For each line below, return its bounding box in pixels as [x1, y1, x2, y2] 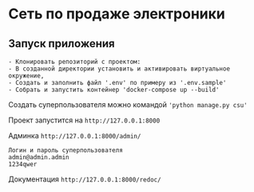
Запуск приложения [8, 37, 115, 50]
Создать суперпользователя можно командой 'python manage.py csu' [8, 100, 248, 109]
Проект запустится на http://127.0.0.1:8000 [8, 115, 161, 125]
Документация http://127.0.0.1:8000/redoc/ [8, 174, 161, 184]
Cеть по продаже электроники [8, 5, 225, 23]
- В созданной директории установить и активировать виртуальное [8, 65, 230, 73]
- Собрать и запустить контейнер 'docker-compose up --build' [8, 86, 220, 94]
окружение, [8, 72, 45, 80]
